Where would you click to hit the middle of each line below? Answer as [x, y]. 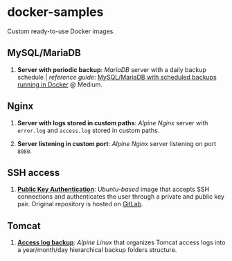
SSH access [34, 173]
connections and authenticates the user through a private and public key [121, 197]
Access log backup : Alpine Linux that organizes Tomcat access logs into [121, 242]
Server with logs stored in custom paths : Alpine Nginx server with [113, 123]
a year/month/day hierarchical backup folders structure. [97, 250]
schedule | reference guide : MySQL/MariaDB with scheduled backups [117, 77]
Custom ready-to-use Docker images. [61, 31]
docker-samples [55, 12]
